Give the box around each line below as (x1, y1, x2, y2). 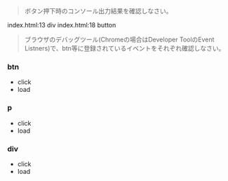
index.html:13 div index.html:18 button (7, 21, 116, 29)
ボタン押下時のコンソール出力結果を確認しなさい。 (24, 7, 173, 15)
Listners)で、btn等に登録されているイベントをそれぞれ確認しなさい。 (24, 44, 225, 52)
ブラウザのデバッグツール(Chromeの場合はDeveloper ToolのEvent (24, 35, 215, 43)
